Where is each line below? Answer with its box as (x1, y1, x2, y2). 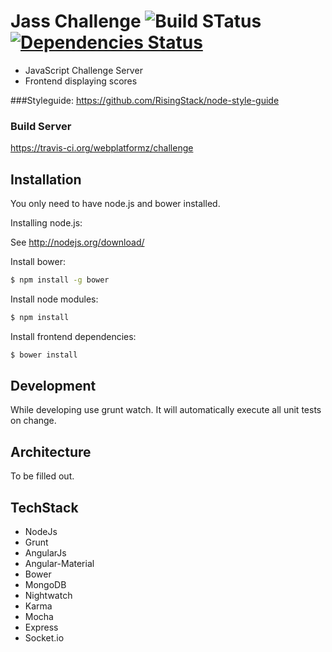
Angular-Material (24, 558, 95, 570)
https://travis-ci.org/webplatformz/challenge (10, 142, 194, 154)
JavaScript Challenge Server (24, 64, 143, 76)
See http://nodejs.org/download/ (10, 236, 145, 249)
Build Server (10, 119, 72, 133)
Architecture (10, 443, 92, 460)
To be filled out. (10, 470, 75, 482)
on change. (10, 415, 57, 427)
